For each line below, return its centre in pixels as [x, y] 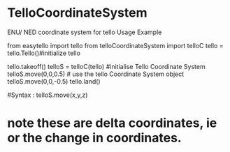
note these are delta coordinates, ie [112, 123]
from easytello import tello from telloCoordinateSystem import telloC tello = [115, 45]
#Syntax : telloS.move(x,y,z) [48, 95]
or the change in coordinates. [94, 138]
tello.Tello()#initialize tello [44, 53]
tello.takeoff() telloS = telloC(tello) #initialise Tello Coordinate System [106, 66]
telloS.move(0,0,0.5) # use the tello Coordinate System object [96, 74]
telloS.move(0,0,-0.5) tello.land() [54, 81]
